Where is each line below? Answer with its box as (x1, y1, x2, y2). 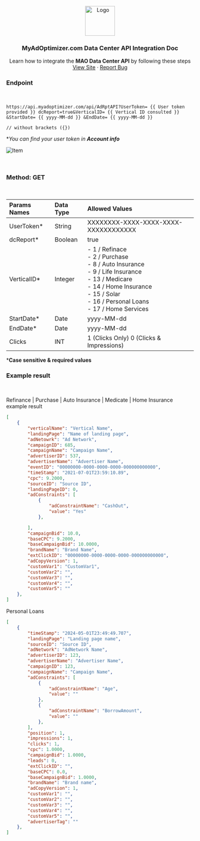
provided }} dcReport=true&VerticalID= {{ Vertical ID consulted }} (6, 109, 180, 115)
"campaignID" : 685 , (27, 442, 76, 448)
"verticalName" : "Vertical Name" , (27, 425, 113, 432)
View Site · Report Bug (72, 64, 128, 71)
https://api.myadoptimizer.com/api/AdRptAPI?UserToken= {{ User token (6, 104, 185, 110)
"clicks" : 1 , (27, 741, 60, 747)
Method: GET (6, 173, 46, 181)
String (54, 222, 72, 230)
